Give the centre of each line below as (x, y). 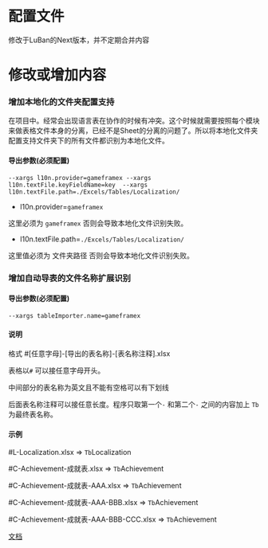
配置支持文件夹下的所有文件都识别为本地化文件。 (89, 141)
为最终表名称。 (33, 414)
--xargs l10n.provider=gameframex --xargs (80, 178)
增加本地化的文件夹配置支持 (61, 102)
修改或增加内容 (57, 75)
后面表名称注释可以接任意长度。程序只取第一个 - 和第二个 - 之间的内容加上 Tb (134, 404)
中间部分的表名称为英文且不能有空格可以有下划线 (89, 387)
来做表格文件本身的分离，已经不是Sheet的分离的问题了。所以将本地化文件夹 (133, 131)
